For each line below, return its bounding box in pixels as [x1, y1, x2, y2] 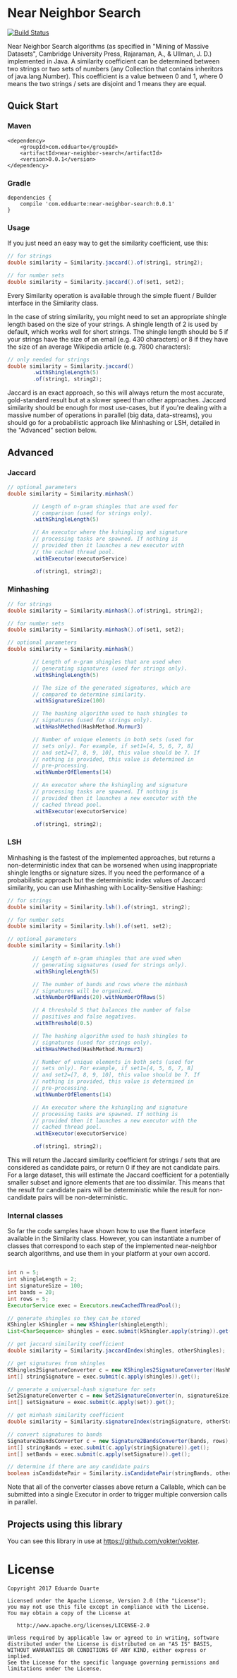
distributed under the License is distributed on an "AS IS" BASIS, [7, 1640, 213, 1648]
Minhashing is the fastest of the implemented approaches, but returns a [7, 853, 216, 862]
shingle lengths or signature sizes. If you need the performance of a [7, 868, 205, 877]
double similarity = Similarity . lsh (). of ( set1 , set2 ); [7, 923, 172, 930]
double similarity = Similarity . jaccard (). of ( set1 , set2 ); [7, 278, 185, 285]
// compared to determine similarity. [32, 690, 147, 698]
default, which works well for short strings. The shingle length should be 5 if [7, 327, 229, 336]
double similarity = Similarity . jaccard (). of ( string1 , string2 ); [7, 259, 203, 266]
